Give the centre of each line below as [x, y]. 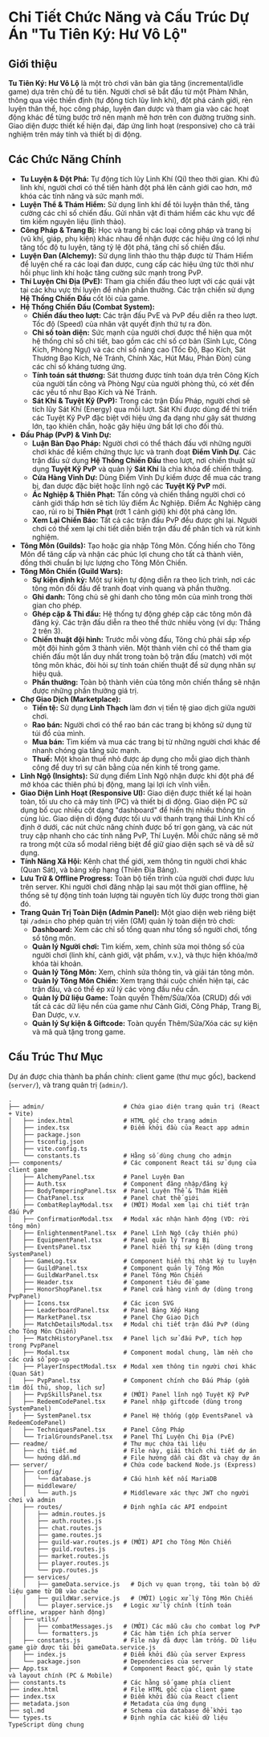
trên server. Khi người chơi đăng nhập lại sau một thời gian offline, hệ [134, 886]
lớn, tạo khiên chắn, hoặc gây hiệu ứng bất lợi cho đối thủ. [128, 426]
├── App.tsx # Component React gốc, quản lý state [130, 1668]
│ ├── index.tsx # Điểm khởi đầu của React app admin [129, 1128]
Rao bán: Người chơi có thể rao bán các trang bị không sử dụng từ [142, 724]
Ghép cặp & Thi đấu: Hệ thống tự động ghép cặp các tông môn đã [142, 613]
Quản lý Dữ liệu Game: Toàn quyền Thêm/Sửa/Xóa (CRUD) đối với [141, 997]
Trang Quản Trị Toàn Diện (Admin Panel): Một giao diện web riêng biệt [138, 912]
